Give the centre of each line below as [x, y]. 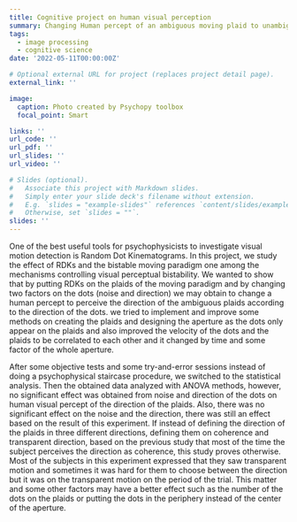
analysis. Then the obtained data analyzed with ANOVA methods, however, [145, 385]
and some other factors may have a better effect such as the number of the [146, 489]
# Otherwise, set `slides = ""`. [75, 213]
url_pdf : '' [31, 148]
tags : [19, 34]
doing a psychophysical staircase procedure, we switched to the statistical [145, 376]
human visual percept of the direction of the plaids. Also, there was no [137, 404]
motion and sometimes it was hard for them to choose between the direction [148, 470]
